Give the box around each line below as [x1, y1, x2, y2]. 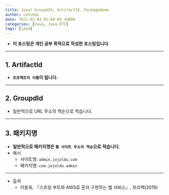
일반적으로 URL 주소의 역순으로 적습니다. [12, 108, 93, 114]
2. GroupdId [5, 94, 43, 103]
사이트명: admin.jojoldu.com [20, 156, 77, 162]
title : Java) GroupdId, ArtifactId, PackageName [5, 7, 109, 13]
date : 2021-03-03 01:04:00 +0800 [5, 17, 75, 22]
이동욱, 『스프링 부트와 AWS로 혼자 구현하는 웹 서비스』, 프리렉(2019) [20, 184, 158, 190]
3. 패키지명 [5, 129, 38, 138]
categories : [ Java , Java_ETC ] [5, 21, 69, 27]
